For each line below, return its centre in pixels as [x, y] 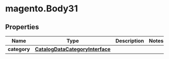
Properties [22, 27]
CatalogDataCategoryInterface [73, 49]
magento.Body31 [41, 9]
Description [130, 41]
